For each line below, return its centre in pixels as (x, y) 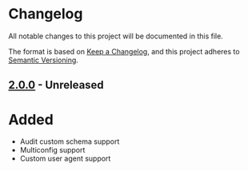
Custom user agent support (65, 159)
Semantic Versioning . (43, 60)
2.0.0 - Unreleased (56, 85)
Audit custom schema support (70, 141)
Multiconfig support (52, 150)
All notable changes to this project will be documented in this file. (116, 36)
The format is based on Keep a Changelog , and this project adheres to (124, 51)
